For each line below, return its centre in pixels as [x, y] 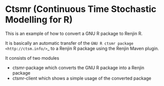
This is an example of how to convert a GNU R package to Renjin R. [74, 33]
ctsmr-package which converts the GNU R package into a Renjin [78, 68]
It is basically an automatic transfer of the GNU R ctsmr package [69, 43]
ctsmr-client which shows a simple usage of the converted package [82, 78]
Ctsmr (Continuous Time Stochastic [81, 9]
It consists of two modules [32, 58]
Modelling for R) [39, 20]
